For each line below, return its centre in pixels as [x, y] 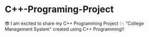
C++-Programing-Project [59, 9]
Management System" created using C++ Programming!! [65, 29]
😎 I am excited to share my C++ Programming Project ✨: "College [74, 23]
